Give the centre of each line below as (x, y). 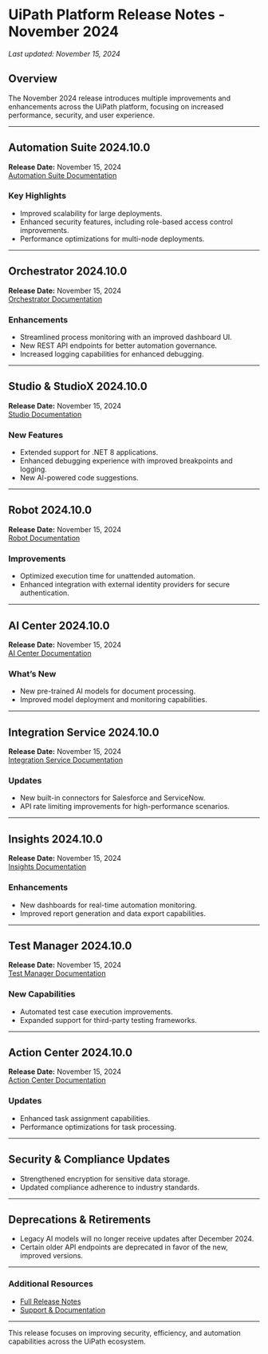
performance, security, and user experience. (82, 115)
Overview (33, 79)
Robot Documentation (44, 538)
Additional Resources (51, 1284)
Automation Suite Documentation (63, 175)
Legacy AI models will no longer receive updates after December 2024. (137, 1239)
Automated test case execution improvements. (96, 1012)
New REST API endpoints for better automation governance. (118, 345)
